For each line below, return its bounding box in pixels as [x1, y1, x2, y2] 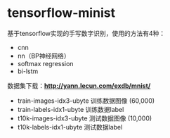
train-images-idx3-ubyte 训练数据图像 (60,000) [17, 96, 155, 105]
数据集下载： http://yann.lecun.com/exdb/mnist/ [7, 81, 151, 89]
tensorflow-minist [7, 5, 116, 21]
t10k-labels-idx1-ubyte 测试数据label [17, 123, 123, 131]
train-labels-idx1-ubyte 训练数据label [17, 105, 124, 113]
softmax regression [17, 59, 74, 68]
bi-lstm [17, 67, 39, 75]
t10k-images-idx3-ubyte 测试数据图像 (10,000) [17, 114, 152, 123]
